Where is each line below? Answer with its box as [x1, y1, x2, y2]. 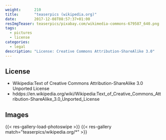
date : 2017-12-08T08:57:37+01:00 [5, 16, 91, 21]
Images [5, 110, 29, 119]
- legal [9, 44, 26, 49]
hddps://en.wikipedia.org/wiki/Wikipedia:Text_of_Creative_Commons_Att [12, 91, 161, 97]
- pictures [9, 30, 32, 35]
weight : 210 [5, 7, 41, 12]
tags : [5, 26, 16, 31]
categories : [5, 40, 30, 45]
